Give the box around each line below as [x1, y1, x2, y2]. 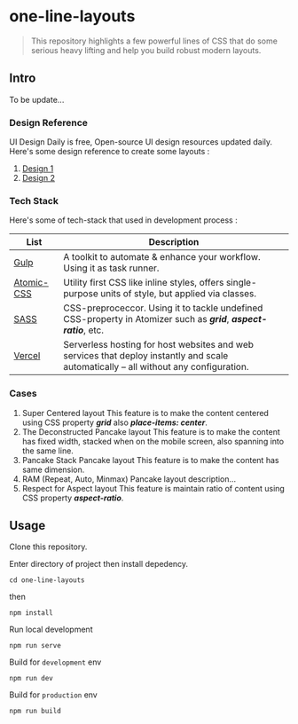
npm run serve [9, 641, 62, 650]
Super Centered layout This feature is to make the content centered [21, 407, 269, 418]
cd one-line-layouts [9, 576, 86, 585]
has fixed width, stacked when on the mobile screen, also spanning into [21, 436, 285, 446]
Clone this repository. [9, 541, 88, 552]
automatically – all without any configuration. [63, 361, 249, 374]
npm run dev [9, 674, 53, 683]
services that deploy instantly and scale [63, 350, 229, 362]
